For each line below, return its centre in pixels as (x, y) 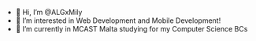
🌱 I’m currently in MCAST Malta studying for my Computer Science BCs (132, 29)
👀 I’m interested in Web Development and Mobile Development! (118, 20)
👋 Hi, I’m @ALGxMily (49, 12)
